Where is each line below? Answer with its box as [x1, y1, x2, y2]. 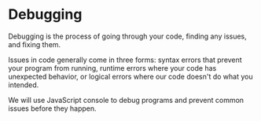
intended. [8, 80, 39, 90]
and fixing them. [8, 39, 61, 49]
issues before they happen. [8, 104, 97, 113]
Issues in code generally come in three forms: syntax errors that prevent [8, 55, 242, 64]
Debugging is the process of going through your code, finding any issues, [8, 31, 248, 41]
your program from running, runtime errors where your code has [8, 63, 217, 72]
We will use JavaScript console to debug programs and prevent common [8, 95, 244, 104]
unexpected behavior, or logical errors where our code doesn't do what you [8, 71, 253, 81]
